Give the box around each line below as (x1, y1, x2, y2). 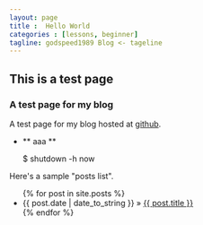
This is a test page (9, 71, 114, 86)
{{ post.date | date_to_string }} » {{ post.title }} (22, 197, 194, 208)
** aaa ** (22, 135, 57, 146)
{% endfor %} (22, 207, 75, 218)
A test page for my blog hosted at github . (9, 118, 162, 129)
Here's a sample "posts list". (9, 170, 114, 181)
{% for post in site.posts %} (22, 187, 126, 198)
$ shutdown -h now (22, 153, 96, 164)
